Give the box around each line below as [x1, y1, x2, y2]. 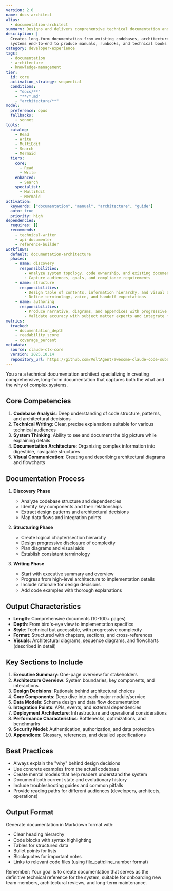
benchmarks [13, 721, 40, 727]
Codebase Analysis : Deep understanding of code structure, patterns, [13, 410, 161, 417]
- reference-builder [15, 242, 59, 247]
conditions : [10, 84, 36, 89]
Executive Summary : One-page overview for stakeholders [13, 671, 138, 678]
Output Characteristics [6, 602, 81, 611]
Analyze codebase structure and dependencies [21, 498, 122, 504]
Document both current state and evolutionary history [13, 776, 127, 782]
